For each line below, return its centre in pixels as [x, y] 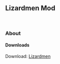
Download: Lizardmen [28, 56]
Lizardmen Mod [30, 8]
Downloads [17, 45]
